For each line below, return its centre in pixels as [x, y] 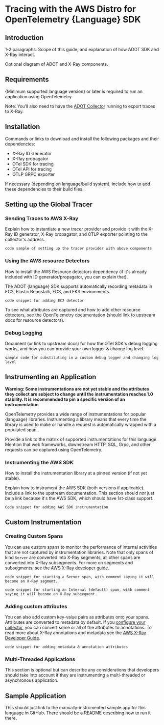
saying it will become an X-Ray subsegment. [51, 594]
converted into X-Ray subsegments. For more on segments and [69, 562]
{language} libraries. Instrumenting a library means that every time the [76, 419]
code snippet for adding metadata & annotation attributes [67, 647]
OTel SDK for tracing [33, 164]
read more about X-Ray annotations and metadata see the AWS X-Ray [76, 633]
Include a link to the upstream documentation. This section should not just [80, 493]
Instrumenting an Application [51, 377]
